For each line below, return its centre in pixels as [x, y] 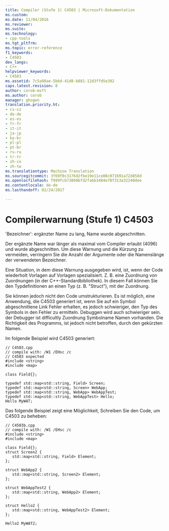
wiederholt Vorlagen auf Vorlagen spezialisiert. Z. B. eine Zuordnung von [81, 275]
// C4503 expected [25, 356]
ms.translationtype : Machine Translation [50, 171]
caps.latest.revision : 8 [31, 86]
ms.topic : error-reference [34, 48]
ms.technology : [21, 34]
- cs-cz [13, 110]
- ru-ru [13, 152]
